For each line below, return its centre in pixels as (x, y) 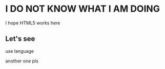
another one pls (22, 61)
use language (20, 51)
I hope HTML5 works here (33, 23)
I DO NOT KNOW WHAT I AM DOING (83, 9)
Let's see (20, 39)
